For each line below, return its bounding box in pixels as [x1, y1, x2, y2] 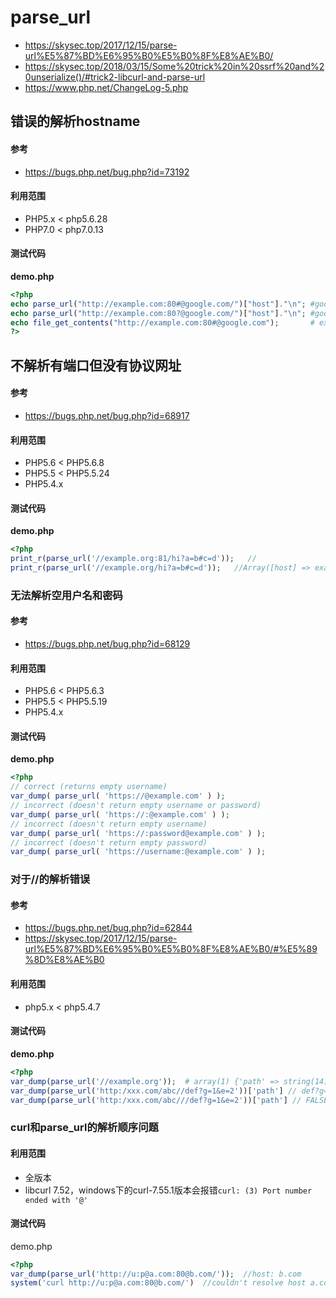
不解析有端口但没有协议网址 [10, 357, 182, 374]
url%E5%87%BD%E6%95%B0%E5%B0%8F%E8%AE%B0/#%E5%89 [24, 943, 318, 955]
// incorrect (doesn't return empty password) [10, 837, 208, 848]
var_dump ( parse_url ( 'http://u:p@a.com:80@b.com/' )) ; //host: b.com [10, 1269, 302, 1279]
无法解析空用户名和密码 [10, 588, 123, 602]
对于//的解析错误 [10, 872, 91, 886]
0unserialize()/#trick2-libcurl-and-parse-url [24, 71, 206, 83]
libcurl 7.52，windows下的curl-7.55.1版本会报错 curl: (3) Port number [24, 1184, 313, 1196]
